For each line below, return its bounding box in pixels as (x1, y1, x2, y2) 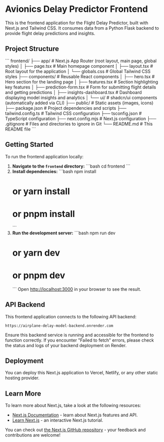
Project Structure (5, 44, 59, 53)
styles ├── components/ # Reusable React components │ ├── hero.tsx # (5, 73, 155, 80)
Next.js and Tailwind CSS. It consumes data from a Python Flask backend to (5, 25, 159, 31)
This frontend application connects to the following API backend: (5, 313, 137, 319)
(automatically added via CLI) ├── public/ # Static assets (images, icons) (5, 100, 154, 106)
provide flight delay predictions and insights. (5, 30, 96, 36)
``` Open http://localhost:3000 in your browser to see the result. (12, 286, 141, 292)
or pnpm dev (12, 270, 66, 281)
